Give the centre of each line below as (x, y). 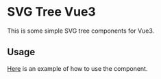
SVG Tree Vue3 (51, 12)
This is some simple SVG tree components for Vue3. (81, 31)
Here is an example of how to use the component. (77, 68)
